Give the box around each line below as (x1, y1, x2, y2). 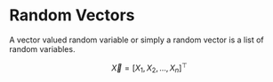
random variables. (9, 43, 76, 54)
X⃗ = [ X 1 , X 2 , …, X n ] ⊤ (110, 61, 189, 75)
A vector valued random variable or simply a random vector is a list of (9, 34, 264, 45)
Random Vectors (9, 5, 135, 26)
